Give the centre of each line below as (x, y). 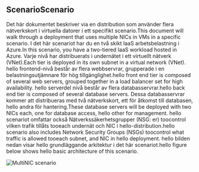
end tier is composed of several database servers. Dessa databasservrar (96, 94)
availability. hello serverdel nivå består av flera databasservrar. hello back (96, 87)
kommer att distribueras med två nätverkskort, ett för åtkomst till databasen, (100, 100)
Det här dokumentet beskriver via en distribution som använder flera (90, 24)
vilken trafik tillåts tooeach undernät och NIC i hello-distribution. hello (91, 125)
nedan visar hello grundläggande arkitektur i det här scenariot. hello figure (97, 145)
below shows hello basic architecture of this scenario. (72, 151)
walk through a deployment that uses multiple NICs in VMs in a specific (94, 37)
